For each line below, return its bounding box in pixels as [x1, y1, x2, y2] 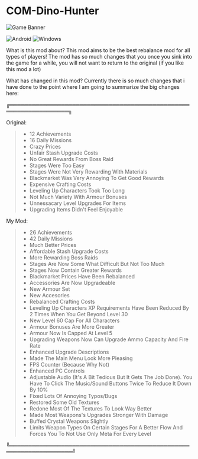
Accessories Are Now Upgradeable [29, 279, 116, 286]
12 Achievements [29, 130, 72, 137]
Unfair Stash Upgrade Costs [29, 149, 99, 156]
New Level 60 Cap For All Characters [29, 317, 120, 324]
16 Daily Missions [29, 136, 72, 143]
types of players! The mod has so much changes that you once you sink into [6, 53, 192, 60]
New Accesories [29, 291, 70, 298]
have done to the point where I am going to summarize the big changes [6, 83, 180, 90]
